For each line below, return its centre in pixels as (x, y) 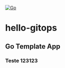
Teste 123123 (21, 60)
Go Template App (33, 46)
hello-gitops (31, 28)
